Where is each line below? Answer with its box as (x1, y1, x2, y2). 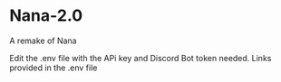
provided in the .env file (9, 62, 98, 73)
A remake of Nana (9, 35, 77, 46)
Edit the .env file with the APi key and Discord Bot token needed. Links (9, 52, 272, 63)
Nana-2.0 (9, 5, 83, 26)
